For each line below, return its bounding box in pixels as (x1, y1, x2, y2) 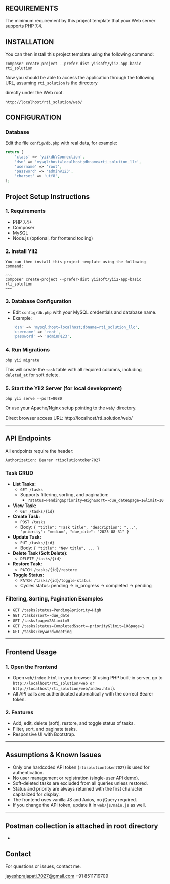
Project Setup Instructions (5, 192, 90, 201)
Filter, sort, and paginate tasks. (12, 726, 77, 732)
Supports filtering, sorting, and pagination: (20, 492, 109, 498)
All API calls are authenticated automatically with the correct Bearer (12, 691, 153, 697)
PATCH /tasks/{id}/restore (20, 567, 77, 573)
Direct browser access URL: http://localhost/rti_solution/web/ (5, 415, 133, 421)
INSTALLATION (5, 38, 54, 46)
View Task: (12, 502, 37, 509)
